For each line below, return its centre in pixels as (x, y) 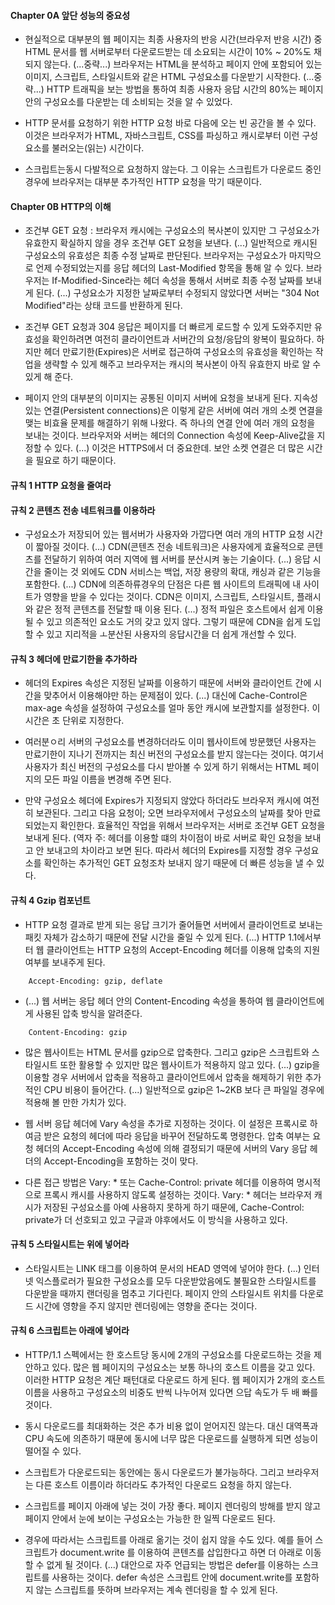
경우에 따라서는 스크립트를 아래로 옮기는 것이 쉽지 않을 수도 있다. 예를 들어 (168, 1540)
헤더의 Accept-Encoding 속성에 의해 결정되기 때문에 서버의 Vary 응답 (171, 1148)
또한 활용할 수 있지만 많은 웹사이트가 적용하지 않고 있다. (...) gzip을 (190, 1064)
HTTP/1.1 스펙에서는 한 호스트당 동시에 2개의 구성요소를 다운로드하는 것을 (168, 1355)
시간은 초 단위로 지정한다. (74, 721)
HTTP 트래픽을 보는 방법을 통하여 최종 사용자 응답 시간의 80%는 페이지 (185, 89)
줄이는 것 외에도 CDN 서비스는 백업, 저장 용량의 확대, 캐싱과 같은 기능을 (182, 572)
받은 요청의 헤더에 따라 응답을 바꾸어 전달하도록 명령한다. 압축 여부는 (177, 1136)
